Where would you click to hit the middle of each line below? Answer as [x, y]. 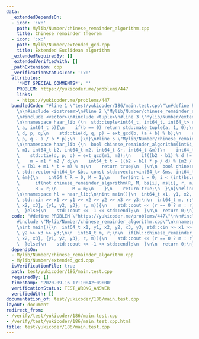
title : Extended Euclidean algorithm [63, 51]
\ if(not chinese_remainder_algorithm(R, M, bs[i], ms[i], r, [102, 183]
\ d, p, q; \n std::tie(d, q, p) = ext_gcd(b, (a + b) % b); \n [99, 134]
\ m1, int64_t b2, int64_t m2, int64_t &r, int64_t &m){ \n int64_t [106, 150]
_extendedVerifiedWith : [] [45, 61]
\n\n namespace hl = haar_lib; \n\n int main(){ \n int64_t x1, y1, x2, [105, 194]
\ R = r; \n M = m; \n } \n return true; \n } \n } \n [99, 189]
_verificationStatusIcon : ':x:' [52, 73]
